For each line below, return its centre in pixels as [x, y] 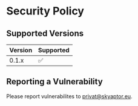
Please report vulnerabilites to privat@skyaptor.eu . [69, 96]
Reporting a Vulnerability [54, 82]
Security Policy [45, 11]
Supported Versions [45, 33]
